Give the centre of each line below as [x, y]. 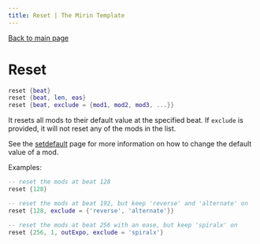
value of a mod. [33, 152]
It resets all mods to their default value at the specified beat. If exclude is [126, 120]
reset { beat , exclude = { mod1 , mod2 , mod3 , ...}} [91, 105]
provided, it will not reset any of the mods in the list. [92, 129]
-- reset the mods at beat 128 [59, 182]
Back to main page [39, 38]
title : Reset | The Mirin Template [67, 15]
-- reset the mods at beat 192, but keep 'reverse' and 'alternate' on [128, 203]
